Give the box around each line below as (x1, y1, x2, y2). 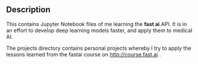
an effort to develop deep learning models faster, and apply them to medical (6, 27, 193, 34)
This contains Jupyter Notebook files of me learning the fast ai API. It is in (6, 20, 187, 27)
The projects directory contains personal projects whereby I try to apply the (6, 44, 191, 52)
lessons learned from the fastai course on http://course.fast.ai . (6, 50, 161, 58)
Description (6, 5, 51, 15)
